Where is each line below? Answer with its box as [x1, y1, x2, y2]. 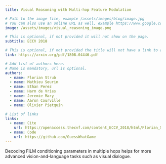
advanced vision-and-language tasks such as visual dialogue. [5, 153, 131, 159]
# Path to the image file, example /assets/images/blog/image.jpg [5, 16, 145, 21]
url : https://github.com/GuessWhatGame [14, 134, 96, 139]
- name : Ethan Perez [9, 84, 52, 89]
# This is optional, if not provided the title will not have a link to [5, 48, 158, 53]
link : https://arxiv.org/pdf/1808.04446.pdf [5, 52, 98, 57]
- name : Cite [9, 121, 37, 126]
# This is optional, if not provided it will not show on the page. [5, 34, 149, 40]
